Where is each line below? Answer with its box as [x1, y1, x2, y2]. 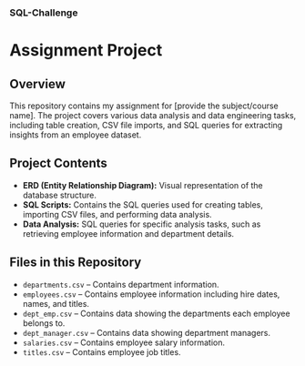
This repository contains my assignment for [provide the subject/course [9, 100, 280, 111]
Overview [9, 76, 66, 92]
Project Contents [9, 156, 107, 171]
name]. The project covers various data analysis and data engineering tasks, [9, 109, 297, 120]
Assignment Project [9, 40, 163, 61]
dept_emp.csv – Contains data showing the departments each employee [22, 308, 290, 319]
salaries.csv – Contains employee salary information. [22, 337, 226, 348]
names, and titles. [22, 298, 89, 309]
